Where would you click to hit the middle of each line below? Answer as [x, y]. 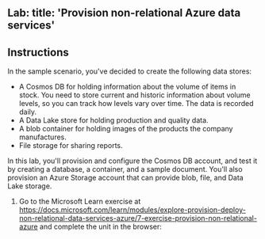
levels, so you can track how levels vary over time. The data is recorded [136, 104]
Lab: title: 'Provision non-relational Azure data [124, 13]
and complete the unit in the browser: [100, 227]
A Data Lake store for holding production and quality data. [113, 120]
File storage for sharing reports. [71, 146]
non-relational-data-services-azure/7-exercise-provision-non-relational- [138, 218]
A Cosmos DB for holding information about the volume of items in [127, 87]
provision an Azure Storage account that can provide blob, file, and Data [125, 178]
